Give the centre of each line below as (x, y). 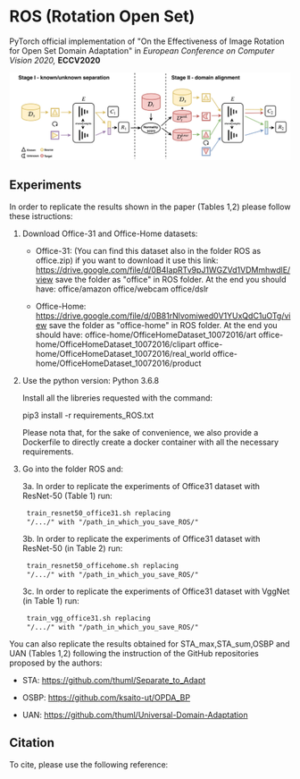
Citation (32, 743)
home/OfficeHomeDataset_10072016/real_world (123, 353)
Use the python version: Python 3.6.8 (91, 380)
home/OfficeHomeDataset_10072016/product (118, 363)
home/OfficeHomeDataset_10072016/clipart (116, 344)
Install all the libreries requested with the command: (117, 398)
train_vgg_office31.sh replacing (88, 618)
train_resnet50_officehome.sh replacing (103, 565)
